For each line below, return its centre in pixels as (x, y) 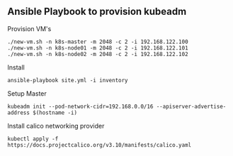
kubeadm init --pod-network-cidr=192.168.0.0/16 (80, 106)
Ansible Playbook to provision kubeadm (97, 12)
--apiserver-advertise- (191, 106)
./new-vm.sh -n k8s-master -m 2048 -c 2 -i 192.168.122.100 (98, 42)
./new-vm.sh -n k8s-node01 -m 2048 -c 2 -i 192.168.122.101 (98, 48)
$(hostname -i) (55, 113)
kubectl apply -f (33, 139)
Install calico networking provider (56, 126)
